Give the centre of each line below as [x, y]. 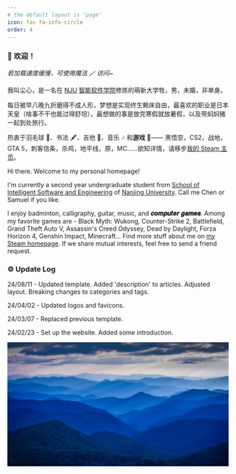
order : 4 [20, 29]
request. [19, 251]
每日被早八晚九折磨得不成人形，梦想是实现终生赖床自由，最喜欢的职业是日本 [118, 104]
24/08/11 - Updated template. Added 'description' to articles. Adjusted [109, 284]
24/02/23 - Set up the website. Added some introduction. [90, 332]
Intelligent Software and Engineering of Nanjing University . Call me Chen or [116, 192]
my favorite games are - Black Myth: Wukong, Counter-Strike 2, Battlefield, [116, 221]
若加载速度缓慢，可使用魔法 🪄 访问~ [60, 73]
